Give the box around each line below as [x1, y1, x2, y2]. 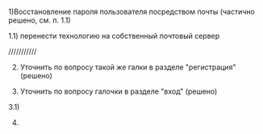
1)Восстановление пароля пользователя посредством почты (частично [8, 7, 256, 16]
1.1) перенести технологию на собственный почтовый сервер [8, 31, 220, 40]
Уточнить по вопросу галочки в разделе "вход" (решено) [19, 86, 218, 96]
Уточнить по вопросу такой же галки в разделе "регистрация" [19, 62, 236, 72]
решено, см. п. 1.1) [8, 15, 71, 25]
